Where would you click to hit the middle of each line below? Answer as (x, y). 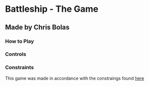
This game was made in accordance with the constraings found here (74, 78)
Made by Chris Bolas (37, 27)
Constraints (20, 67)
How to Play (20, 41)
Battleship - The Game (52, 9)
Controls (16, 54)
